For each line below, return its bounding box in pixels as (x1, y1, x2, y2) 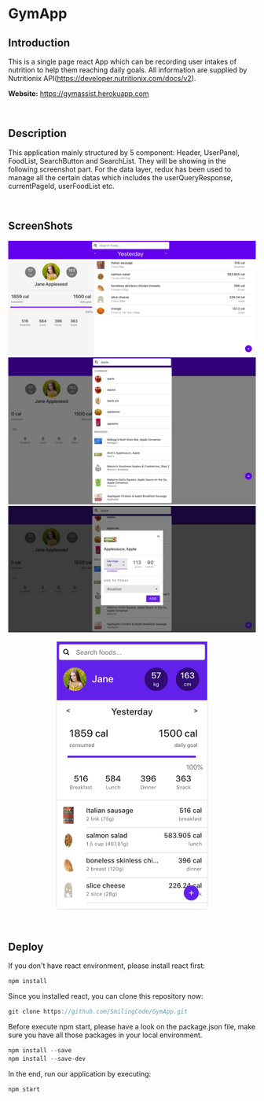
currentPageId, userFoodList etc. (8, 181, 115, 190)
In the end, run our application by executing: (8, 1069, 152, 1078)
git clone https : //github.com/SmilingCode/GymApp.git (8, 1008, 189, 1016)
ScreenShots (8, 220, 73, 233)
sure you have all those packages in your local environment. (8, 1030, 203, 1040)
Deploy (8, 940, 44, 953)
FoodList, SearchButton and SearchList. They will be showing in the (8, 156, 226, 165)
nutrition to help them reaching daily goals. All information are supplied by (8, 65, 247, 75)
